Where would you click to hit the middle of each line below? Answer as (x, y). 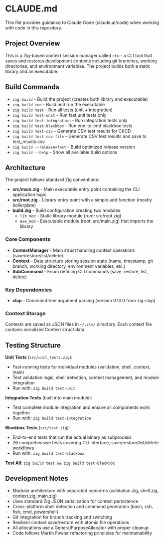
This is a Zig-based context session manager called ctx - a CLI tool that (79, 55)
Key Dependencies (29, 290)
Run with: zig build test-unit (44, 388)
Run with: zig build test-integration (52, 418)
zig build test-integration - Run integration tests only (70, 120)
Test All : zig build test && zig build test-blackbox (60, 463)
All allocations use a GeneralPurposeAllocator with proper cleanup (81, 528)
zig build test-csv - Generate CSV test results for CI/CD (72, 131)
